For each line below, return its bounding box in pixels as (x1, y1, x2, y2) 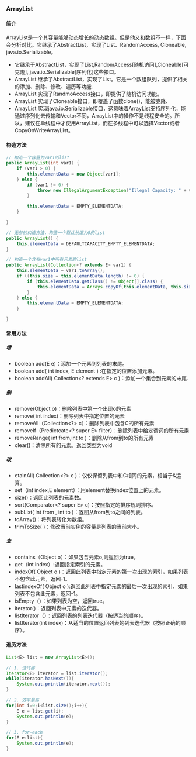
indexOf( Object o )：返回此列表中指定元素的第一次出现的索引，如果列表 (14, 568, 188, 575)
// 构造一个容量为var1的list (6, 154, 70, 161)
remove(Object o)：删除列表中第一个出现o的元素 (14, 405, 132, 412)
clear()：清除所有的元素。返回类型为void (14, 441, 113, 449)
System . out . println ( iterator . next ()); (16, 681, 111, 687)
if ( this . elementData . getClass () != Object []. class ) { (27, 278, 163, 284)
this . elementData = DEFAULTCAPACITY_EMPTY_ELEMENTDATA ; (16, 240, 156, 247)
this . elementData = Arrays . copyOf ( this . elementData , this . (37, 284, 184, 290)
